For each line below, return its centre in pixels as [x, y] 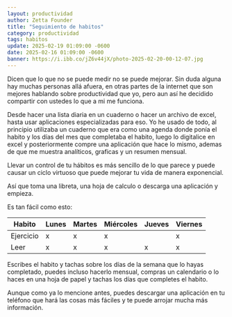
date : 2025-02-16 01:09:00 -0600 [56, 53]
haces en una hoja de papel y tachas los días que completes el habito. [108, 279]
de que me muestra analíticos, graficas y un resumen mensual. [97, 151]
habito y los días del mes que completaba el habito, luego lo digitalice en [111, 137]
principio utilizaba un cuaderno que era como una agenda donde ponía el [112, 129]
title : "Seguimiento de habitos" [56, 26]
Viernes [189, 224]
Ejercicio [25, 235]
